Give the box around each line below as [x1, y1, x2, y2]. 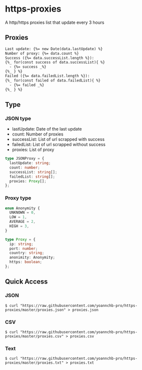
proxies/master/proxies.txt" [5, 360, 64, 365]
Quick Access [5, 278, 48, 286]
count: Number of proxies [12, 131, 64, 137]
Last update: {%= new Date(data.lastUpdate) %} [5, 46, 103, 51]
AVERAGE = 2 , [9, 219, 36, 224]
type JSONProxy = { [5, 156, 45, 161]
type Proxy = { [5, 237, 36, 242]
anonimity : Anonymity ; [9, 255, 55, 260]
